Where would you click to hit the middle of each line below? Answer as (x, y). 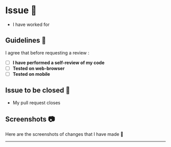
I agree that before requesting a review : (47, 52)
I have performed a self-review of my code (59, 63)
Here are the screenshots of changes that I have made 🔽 (64, 134)
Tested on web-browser (39, 68)
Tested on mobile (31, 74)
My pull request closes (36, 102)
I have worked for (31, 24)
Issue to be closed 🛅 (38, 90)
